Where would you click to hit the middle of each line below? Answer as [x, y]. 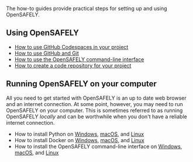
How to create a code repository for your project [73, 65]
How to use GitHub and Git [46, 53]
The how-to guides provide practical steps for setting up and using [87, 8]
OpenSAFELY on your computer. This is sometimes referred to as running [94, 110]
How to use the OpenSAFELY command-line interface [79, 59]
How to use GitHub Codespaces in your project [71, 47]
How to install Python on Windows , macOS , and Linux [79, 134]
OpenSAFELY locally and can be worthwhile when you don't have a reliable [96, 117]
